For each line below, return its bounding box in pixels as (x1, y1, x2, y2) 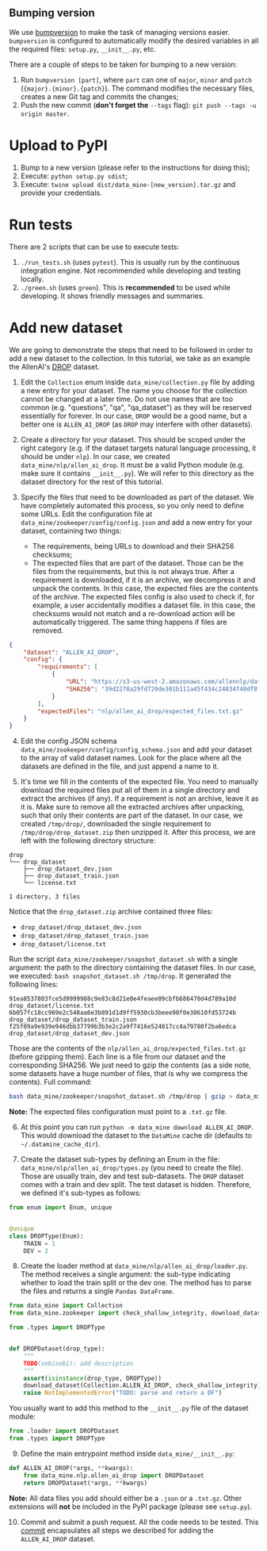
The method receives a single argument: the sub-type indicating (20, 1270, 231, 1279)
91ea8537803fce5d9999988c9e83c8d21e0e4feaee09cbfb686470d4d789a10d (9, 995, 237, 1003)
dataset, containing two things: (20, 526, 122, 535)
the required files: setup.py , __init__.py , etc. (9, 44, 157, 54)
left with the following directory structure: (20, 836, 156, 845)
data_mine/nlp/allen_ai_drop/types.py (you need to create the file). (20, 1163, 244, 1172)
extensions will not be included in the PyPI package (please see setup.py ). (9, 1502, 253, 1511)
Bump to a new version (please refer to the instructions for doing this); (20, 163, 250, 172)
